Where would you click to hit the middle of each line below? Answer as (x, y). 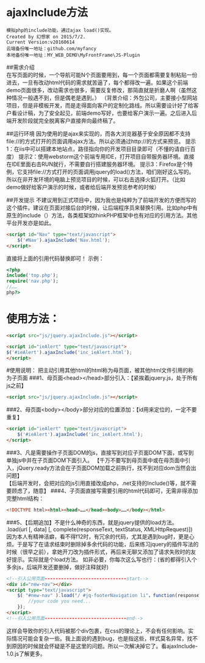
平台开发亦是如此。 (31, 223)
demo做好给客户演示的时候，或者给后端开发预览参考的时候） (83, 187)
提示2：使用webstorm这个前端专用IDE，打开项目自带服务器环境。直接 (106, 156)
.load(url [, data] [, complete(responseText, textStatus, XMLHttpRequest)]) (99, 529)
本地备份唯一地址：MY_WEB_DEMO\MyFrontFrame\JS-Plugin (73, 55)
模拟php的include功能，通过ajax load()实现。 (60, 30)
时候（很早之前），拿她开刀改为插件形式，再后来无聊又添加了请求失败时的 (99, 552)
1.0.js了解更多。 (26, 653)
